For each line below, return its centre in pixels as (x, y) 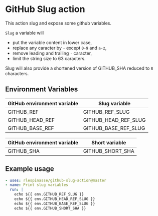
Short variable (109, 142)
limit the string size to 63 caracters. (49, 58)
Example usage (30, 169)
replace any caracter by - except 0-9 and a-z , (59, 48)
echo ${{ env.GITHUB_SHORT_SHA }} (50, 208)
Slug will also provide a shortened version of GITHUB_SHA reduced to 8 (79, 68)
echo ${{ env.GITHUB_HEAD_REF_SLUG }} (55, 199)
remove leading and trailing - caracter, (52, 53)
